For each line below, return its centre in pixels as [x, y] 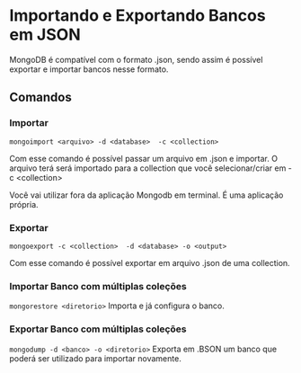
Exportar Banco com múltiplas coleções [98, 329]
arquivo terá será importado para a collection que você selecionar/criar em [148, 168]
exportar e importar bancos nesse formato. [89, 69]
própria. [24, 204]
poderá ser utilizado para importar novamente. [95, 358]
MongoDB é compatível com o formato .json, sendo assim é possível [136, 59]
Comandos [40, 98]
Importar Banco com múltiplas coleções [98, 286]
